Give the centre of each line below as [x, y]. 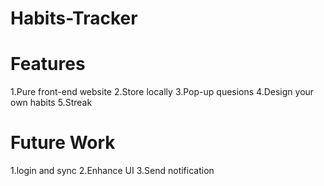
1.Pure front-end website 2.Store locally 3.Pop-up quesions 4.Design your [162, 92]
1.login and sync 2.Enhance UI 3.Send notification [112, 171]
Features [48, 64]
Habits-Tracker [74, 18]
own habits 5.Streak [51, 103]
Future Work [63, 143]
